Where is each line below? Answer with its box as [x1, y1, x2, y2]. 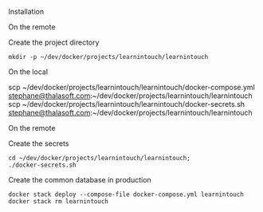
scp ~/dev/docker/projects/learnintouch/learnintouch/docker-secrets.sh [8, 100, 245, 108]
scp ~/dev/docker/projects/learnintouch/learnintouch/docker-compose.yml [8, 83, 255, 92]
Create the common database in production [8, 175, 151, 184]
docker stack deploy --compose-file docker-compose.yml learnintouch [8, 190, 245, 198]
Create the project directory [8, 37, 100, 47]
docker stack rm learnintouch [8, 198, 109, 206]
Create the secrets [8, 139, 69, 148]
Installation [8, 7, 45, 16]
